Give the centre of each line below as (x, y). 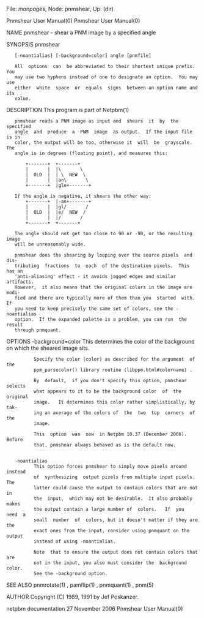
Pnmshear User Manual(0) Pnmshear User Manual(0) (73, 21)
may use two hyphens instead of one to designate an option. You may (106, 77)
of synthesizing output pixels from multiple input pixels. (114, 477)
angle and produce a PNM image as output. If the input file (103, 132)
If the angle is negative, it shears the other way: (83, 196)
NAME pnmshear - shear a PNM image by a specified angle (81, 32)
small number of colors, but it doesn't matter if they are (116, 520)
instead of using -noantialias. (75, 541)
